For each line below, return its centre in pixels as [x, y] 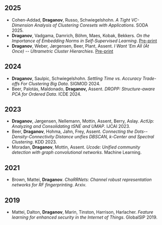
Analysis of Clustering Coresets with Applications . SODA [91, 25]
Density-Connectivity [33, 137]
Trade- [150, 78]
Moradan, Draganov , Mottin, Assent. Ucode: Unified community [76, 147]
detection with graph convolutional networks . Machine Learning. [77, 152]
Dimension [22, 25]
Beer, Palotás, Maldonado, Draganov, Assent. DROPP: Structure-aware [83, 89]
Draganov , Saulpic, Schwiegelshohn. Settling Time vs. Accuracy [77, 78]
